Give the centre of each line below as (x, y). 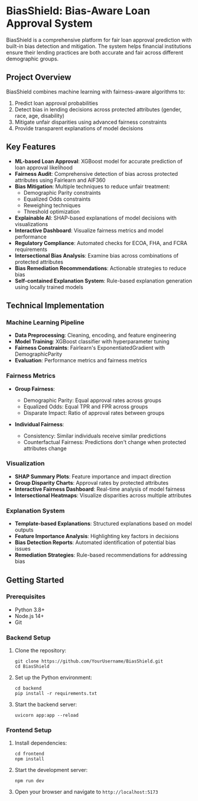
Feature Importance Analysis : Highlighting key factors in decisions (97, 536)
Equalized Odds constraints (57, 199)
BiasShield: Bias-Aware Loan (78, 11)
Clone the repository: (40, 651)
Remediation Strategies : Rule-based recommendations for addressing (101, 555)
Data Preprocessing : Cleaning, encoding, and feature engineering (95, 335)
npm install (29, 759)
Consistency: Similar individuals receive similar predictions (95, 436)
